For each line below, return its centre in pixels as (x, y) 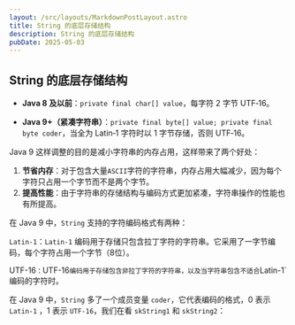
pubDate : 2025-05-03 (47, 42)
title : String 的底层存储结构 (60, 26)
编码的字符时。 (36, 281)
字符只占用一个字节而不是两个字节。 (88, 182)
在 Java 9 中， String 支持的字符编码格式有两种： (98, 223)
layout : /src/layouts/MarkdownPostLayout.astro (98, 17)
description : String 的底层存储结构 (72, 34)
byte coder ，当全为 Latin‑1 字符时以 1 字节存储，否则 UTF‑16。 (136, 133)
